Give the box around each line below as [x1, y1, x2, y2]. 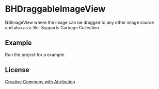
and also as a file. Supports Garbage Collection [5, 24, 99, 30]
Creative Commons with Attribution [5, 79, 75, 85]
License [5, 66, 30, 74]
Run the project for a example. [5, 52, 65, 57]
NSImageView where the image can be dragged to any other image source [5, 19, 154, 25]
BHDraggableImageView [5, 3, 106, 15]
